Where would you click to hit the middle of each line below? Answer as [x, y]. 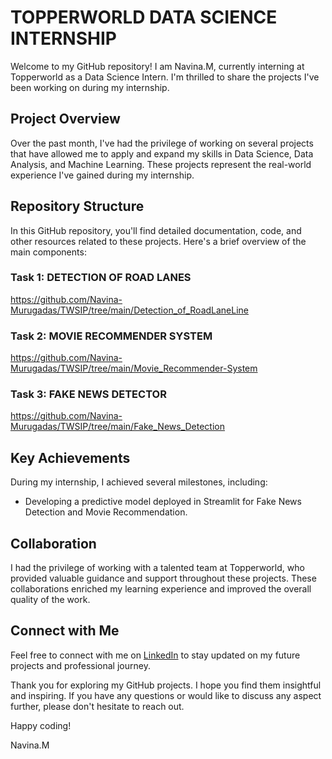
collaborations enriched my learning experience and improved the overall [161, 589]
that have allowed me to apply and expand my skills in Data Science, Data [162, 153]
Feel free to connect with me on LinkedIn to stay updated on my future [155, 655]
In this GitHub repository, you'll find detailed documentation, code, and [156, 230]
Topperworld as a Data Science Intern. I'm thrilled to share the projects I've [165, 77]
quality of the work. [50, 600]
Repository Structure [77, 206]
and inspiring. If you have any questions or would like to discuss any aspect [166, 695]
